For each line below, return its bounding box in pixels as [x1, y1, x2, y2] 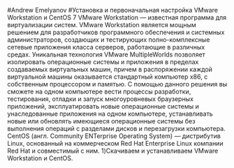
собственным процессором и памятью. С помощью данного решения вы [7, 80, 228, 88]
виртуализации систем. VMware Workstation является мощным [7, 21, 197, 29]
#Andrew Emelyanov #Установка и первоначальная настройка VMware [7, 6, 219, 14]
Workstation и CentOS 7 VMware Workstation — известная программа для [7, 13, 227, 22]
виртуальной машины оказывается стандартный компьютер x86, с [7, 72, 208, 81]
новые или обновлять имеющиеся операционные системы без [7, 117, 196, 125]
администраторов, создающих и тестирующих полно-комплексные [7, 36, 210, 44]
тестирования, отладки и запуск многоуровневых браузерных [7, 95, 194, 103]
